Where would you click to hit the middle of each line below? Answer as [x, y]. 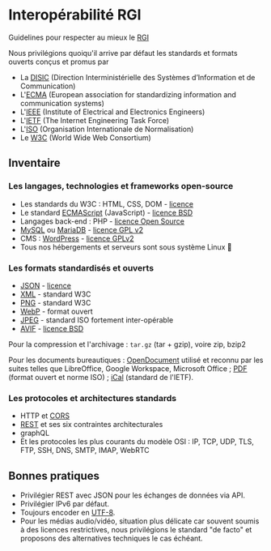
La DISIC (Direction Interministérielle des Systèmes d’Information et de [138, 77]
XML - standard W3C [55, 294]
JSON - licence [45, 285]
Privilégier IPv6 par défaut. [65, 504]
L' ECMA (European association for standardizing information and [128, 94]
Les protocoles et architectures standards [92, 398]
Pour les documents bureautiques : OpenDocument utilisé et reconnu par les [136, 360]
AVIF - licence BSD [52, 328]
